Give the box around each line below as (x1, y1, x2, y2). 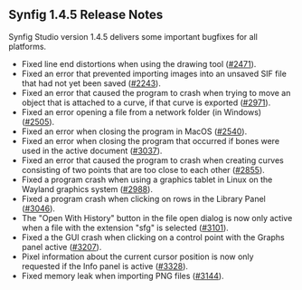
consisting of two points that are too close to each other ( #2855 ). (21, 164, 266, 175)
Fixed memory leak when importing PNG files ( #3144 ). (21, 270, 224, 281)
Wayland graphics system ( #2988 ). (21, 183, 153, 194)
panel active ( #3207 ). (21, 241, 102, 252)
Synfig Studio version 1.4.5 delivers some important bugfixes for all (8, 31, 259, 42)
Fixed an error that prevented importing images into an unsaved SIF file (21, 68, 287, 79)
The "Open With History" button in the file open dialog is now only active (21, 212, 293, 223)
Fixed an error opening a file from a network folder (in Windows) (21, 106, 262, 117)
